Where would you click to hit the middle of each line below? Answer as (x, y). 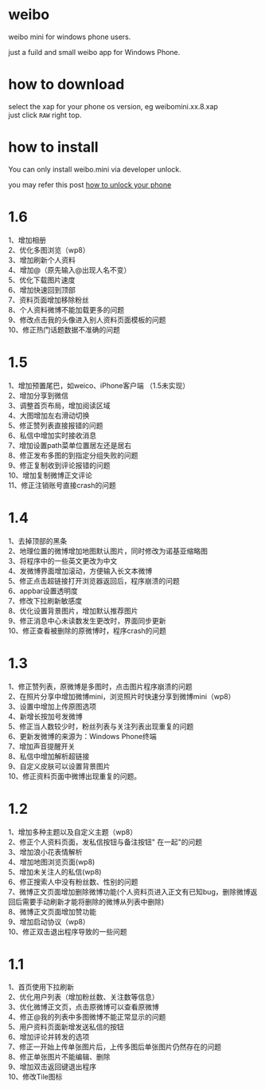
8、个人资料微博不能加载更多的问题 (66, 309)
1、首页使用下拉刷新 (41, 987)
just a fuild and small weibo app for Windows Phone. (94, 52)
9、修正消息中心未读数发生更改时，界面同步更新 (87, 620)
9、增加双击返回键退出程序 (53, 1067)
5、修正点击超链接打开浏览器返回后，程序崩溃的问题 (94, 580)
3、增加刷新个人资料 (42, 260)
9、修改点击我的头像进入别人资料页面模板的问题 (87, 320)
